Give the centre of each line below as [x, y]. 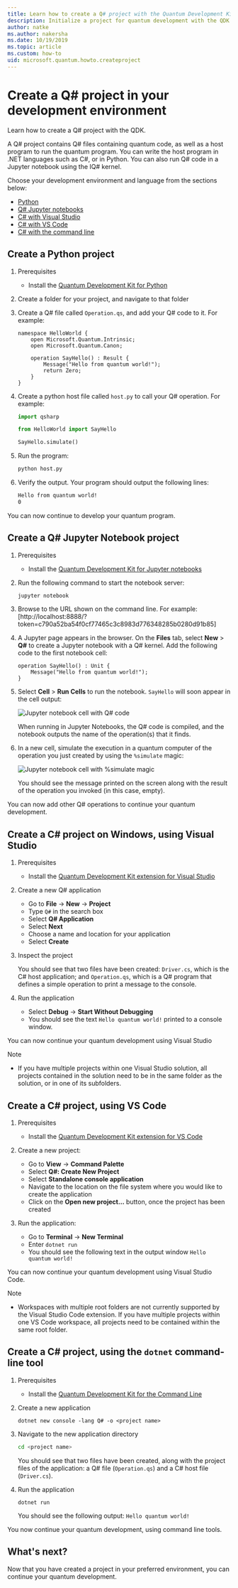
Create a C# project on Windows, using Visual [111, 834]
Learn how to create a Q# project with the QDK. [77, 130]
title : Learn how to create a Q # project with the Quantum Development [115, 14]
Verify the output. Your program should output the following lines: [113, 482]
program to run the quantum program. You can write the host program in [113, 151]
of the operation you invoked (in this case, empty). [91, 791]
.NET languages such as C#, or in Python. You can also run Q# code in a [113, 159]
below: [17, 188]
